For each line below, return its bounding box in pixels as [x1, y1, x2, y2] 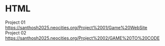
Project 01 [5, 19, 26, 25]
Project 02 [5, 30, 26, 36]
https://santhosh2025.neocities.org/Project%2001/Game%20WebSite [5, 24, 148, 30]
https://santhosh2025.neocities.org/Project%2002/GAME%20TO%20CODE [5, 35, 160, 41]
